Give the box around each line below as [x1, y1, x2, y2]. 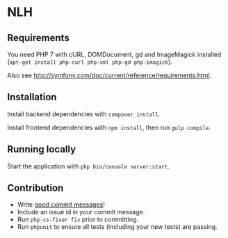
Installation [7, 91, 57, 103]
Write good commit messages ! [17, 200, 106, 209]
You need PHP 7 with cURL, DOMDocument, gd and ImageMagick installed [7, 50, 222, 58]
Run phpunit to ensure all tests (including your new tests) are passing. [17, 223, 218, 231]
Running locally [7, 143, 76, 155]
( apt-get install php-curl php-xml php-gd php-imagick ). [7, 58, 172, 66]
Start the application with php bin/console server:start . [7, 161, 170, 170]
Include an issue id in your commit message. [17, 208, 145, 216]
